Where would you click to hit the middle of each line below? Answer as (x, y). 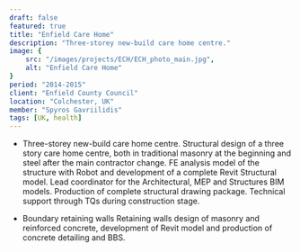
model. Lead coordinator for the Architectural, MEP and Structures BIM (153, 182)
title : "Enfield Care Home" (62, 34)
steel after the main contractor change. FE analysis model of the (141, 163)
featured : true (38, 26)
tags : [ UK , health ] (46, 118)
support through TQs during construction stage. (111, 201)
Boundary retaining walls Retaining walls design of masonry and (141, 219)
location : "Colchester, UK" (62, 101)
